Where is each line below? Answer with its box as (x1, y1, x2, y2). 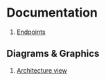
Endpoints (16, 28, 46, 36)
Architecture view (16, 66, 67, 74)
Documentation (6, 5, 98, 21)
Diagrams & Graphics (6, 48, 100, 60)
